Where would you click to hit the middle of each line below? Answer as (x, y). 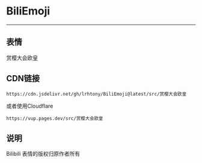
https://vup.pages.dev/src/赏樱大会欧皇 (55, 118)
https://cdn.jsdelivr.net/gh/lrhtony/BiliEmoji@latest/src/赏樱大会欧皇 (96, 94)
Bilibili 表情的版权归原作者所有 (43, 154)
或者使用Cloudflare (30, 106)
